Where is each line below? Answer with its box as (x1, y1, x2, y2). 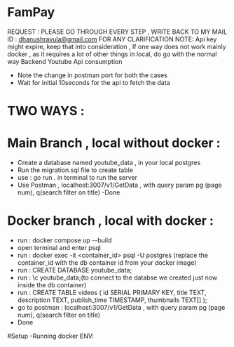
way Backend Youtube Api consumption (7, 57, 123, 65)
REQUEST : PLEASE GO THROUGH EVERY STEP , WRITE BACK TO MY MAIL (7, 27, 228, 36)
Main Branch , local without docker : (7, 135, 221, 151)
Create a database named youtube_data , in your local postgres (17, 159, 201, 167)
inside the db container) (17, 281, 87, 289)
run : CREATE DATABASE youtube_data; (17, 266, 132, 274)
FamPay (7, 4, 55, 20)
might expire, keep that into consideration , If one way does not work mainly (7, 42, 226, 51)
